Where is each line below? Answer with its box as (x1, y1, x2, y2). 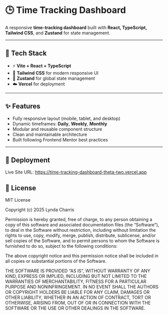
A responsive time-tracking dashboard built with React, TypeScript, (5, 24, 147, 31)
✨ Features (5, 102, 40, 111)
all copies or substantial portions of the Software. (5, 258, 106, 264)
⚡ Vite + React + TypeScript (12, 63, 71, 69)
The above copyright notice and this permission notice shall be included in (5, 253, 158, 259)
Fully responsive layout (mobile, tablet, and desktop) (12, 115, 120, 121)
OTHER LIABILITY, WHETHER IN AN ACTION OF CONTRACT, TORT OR (5, 294, 151, 300)
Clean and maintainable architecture (12, 131, 87, 137)
